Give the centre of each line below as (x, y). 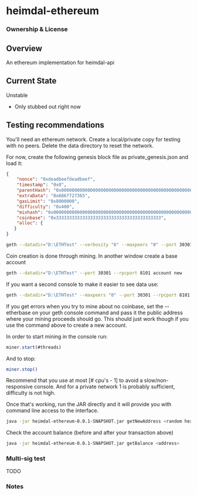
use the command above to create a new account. (67, 325)
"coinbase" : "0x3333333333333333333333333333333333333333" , (91, 218)
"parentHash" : (34, 190)
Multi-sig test (26, 459)
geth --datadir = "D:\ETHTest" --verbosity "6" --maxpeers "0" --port (91, 245)
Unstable (17, 95)
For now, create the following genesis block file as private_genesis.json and (97, 157)
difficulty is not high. (31, 393)
